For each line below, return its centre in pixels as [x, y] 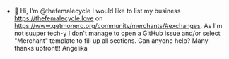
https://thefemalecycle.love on [58, 18]
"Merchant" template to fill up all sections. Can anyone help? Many [111, 41]
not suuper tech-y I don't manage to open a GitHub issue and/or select [117, 33]
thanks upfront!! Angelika [51, 48]
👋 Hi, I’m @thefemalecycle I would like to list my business [97, 11]
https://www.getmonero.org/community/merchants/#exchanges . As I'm [118, 26]
